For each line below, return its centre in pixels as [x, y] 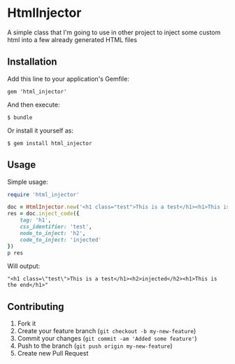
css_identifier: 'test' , [56, 227]
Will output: [24, 266]
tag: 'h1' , [36, 220]
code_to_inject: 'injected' [60, 240]
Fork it [27, 323]
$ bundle [20, 117]
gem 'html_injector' [37, 92]
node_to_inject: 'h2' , [53, 233]
